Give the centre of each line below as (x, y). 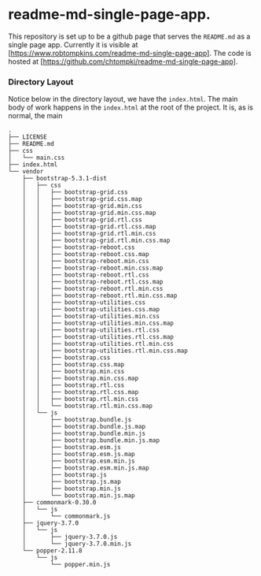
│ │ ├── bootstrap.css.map (74, 365)
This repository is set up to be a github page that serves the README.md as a (129, 36)
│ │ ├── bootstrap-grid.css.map (83, 199)
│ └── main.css (37, 158)
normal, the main (35, 116)
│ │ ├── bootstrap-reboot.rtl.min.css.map (100, 296)
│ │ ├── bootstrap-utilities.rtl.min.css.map (105, 351)
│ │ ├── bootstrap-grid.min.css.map (89, 213)
